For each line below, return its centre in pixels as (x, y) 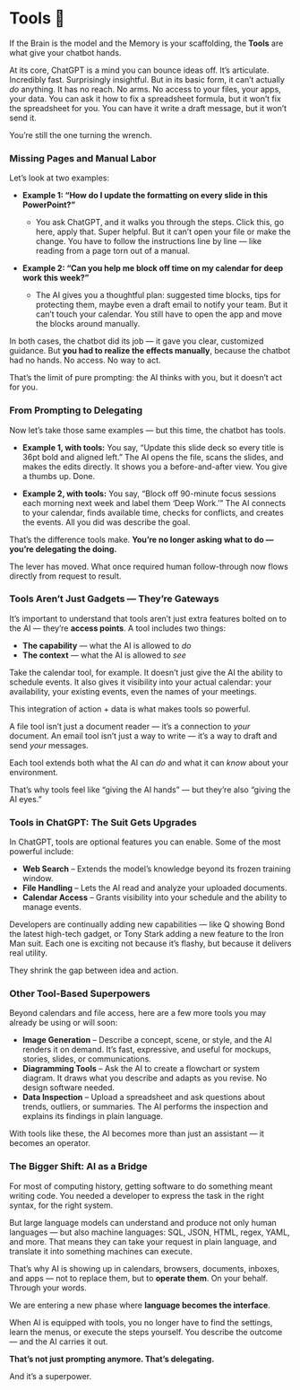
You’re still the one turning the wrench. (81, 135)
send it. (23, 118)
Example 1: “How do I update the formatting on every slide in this (145, 196)
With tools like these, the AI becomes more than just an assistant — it (137, 1133)
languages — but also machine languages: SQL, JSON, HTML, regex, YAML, (150, 1232)
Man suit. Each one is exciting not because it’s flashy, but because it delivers (151, 944)
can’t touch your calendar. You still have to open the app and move (159, 314)
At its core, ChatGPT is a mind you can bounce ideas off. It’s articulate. (139, 70)
